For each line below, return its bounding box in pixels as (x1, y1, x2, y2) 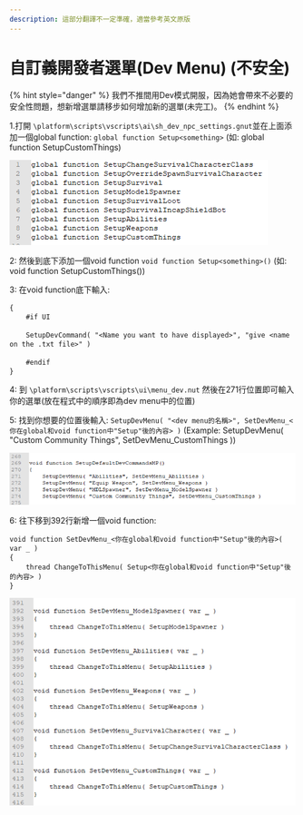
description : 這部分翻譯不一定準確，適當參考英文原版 (9, 15, 191, 24)
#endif (25, 358, 51, 367)
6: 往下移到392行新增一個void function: (9, 515, 157, 525)
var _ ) (9, 544, 39, 553)
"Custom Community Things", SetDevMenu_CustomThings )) (9, 434, 237, 445)
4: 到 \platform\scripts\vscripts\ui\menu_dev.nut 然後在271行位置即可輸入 (9, 384, 295, 395)
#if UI (25, 312, 51, 321)
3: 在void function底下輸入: (9, 284, 111, 295)
